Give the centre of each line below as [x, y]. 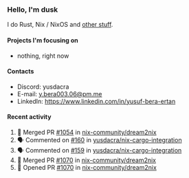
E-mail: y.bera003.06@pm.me [59, 93]
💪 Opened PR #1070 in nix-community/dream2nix [87, 167]
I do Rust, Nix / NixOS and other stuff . [60, 25]
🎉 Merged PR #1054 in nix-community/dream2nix [87, 132]
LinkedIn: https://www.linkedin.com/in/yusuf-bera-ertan [96, 101]
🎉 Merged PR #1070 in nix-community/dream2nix [87, 160]
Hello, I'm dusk [33, 10]
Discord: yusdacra [43, 87]
